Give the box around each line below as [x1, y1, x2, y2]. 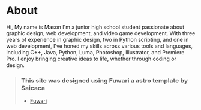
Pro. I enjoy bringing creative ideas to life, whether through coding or [6, 55, 177, 62]
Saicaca [20, 84, 46, 92]
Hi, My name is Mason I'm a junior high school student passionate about [6, 23, 185, 30]
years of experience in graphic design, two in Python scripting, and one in [6, 36, 189, 43]
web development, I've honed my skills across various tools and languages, [6, 42, 193, 50]
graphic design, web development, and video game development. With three [6, 29, 196, 36]
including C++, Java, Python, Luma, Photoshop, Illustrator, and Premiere [6, 48, 185, 56]
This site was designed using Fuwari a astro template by [20, 76, 188, 84]
